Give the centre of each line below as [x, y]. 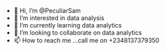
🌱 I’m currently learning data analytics [68, 25]
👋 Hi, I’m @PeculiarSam [47, 11]
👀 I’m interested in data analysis [59, 18]
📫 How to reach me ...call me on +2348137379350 [86, 40]
